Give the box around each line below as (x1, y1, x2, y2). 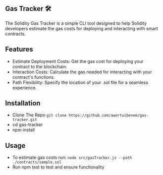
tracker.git (12, 117, 37, 122)
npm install (12, 127, 35, 133)
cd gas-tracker (12, 121, 43, 128)
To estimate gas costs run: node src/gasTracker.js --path (12, 155, 132, 161)
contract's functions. (12, 74, 55, 80)
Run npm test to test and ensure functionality (12, 164, 105, 170)
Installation (5, 99, 41, 108)
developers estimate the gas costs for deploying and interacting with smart (5, 25, 159, 31)
